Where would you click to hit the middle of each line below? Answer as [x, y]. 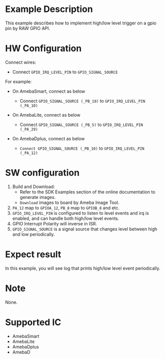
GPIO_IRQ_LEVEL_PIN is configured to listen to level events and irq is [81, 213]
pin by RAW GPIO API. [28, 28]
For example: [19, 81]
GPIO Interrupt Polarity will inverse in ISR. [55, 223]
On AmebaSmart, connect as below [49, 91]
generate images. [38, 197]
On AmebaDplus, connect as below [48, 139]
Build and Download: [34, 186]
